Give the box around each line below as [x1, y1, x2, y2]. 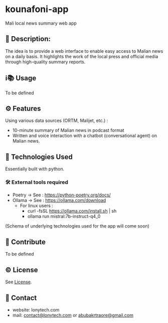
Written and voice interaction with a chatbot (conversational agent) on [12, 133, 157, 139]
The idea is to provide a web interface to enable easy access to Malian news [5, 48, 163, 54]
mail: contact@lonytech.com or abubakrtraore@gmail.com [12, 312, 134, 318]
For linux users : [20, 202, 54, 209]
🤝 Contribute [5, 238, 46, 246]
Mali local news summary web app [5, 20, 77, 26]
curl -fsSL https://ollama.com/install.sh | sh [27, 208, 117, 214]
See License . [5, 279, 32, 285]
